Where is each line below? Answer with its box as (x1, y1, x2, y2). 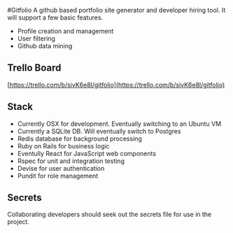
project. (7, 218, 30, 226)
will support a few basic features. (7, 13, 104, 22)
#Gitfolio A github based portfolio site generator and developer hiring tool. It (7, 6, 226, 14)
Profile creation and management (17, 27, 114, 35)
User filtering (17, 34, 56, 43)
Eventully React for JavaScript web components (17, 149, 156, 157)
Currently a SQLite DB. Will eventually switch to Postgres (17, 127, 181, 135)
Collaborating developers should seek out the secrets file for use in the (7, 210, 212, 219)
